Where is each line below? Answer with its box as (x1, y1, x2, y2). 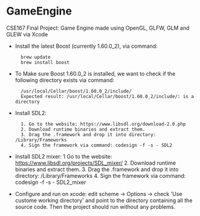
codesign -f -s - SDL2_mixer (15, 178, 86, 186)
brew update (21, 54, 51, 60)
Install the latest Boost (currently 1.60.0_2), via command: (15, 42, 158, 50)
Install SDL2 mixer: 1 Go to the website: (15, 152, 112, 160)
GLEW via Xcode (6, 30, 48, 38)
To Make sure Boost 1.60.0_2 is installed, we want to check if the (15, 70, 176, 77)
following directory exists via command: (15, 76, 115, 83)
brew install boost (21, 59, 69, 65)
